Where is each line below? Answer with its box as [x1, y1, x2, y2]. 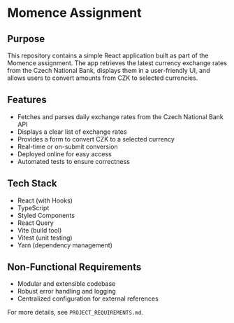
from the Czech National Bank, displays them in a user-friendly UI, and [7, 67, 210, 74]
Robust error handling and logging [17, 287, 117, 296]
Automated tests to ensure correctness [17, 157, 131, 165]
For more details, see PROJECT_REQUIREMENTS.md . [7, 308, 143, 317]
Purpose [7, 33, 45, 45]
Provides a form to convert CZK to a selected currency [17, 135, 175, 143]
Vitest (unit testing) [17, 233, 73, 242]
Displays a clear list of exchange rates [17, 128, 127, 136]
